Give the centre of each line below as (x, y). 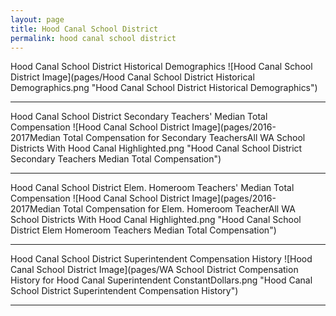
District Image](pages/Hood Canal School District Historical (132, 77)
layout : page (37, 19)
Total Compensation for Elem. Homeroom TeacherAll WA (179, 209)
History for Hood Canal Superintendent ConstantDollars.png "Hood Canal (161, 280)
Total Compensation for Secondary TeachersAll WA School (184, 138)
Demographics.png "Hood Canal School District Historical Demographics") (164, 88)
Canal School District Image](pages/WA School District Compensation (154, 270)
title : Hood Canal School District (84, 29)
